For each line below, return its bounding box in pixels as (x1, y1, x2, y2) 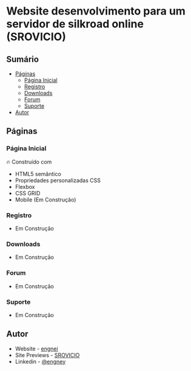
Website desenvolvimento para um (6, 4, 186, 18)
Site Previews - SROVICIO (15, 351, 80, 358)
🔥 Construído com (6, 158, 52, 165)
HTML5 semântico (15, 170, 62, 177)
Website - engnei (15, 345, 59, 352)
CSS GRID (15, 189, 41, 197)
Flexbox (15, 183, 35, 190)
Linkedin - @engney (15, 358, 66, 365)
